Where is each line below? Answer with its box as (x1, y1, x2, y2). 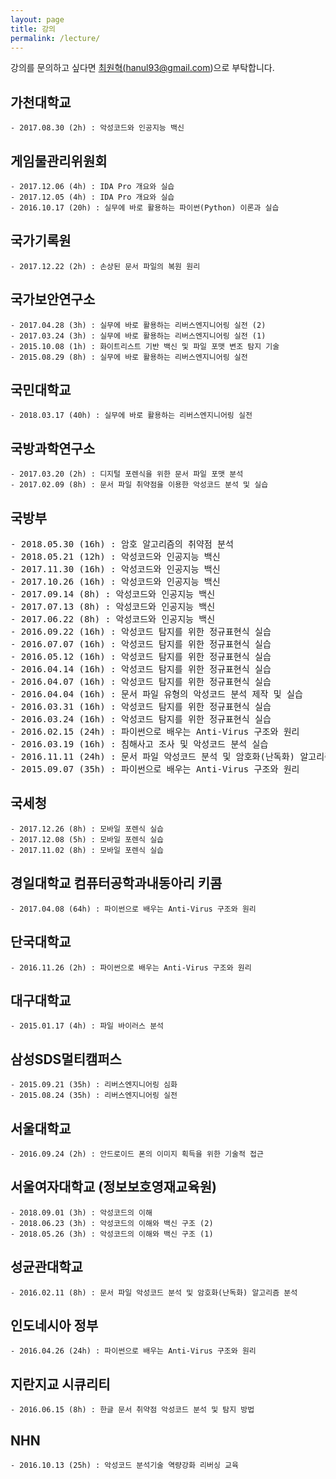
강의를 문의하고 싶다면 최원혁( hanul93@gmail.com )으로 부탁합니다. (10, 62, 275, 74)
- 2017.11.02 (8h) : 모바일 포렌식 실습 (10, 845, 165, 855)
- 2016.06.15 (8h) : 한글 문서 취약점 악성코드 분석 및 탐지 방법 (10, 1405, 255, 1415)
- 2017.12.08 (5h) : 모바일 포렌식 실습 (10, 834, 165, 845)
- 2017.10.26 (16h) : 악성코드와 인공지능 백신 (10, 576, 221, 588)
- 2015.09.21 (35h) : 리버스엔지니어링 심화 (10, 1080, 178, 1090)
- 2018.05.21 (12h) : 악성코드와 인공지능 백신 (10, 551, 221, 563)
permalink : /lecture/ (10, 33, 101, 43)
